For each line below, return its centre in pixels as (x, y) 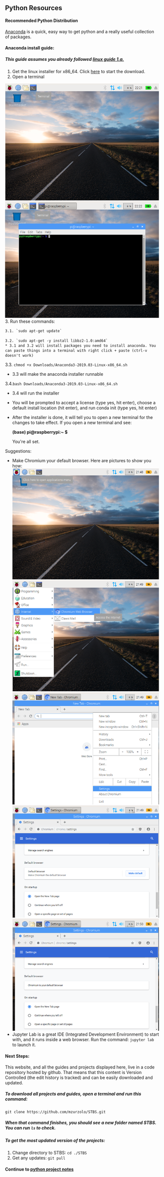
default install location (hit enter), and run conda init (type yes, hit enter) (84, 408)
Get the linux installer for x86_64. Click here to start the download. (79, 72)
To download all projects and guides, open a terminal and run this (73, 1094)
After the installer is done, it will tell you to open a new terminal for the (82, 417)
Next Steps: (17, 1056)
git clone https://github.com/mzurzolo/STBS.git (55, 1112)
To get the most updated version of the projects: (55, 1140)
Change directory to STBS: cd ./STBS (49, 1152)
